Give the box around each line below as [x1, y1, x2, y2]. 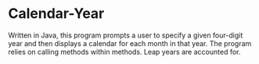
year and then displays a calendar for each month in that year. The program [8, 38, 252, 48]
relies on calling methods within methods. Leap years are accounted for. [8, 47, 241, 56]
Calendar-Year [8, 5, 105, 23]
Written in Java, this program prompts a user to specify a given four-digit [8, 30, 243, 40]
